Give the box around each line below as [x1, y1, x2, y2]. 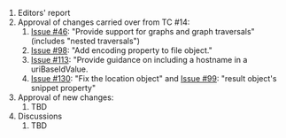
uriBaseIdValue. [30, 64, 89, 74]
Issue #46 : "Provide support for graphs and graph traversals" [30, 27, 255, 36]
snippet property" [30, 83, 96, 93]
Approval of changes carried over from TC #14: [17, 17, 190, 27]
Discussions [17, 111, 63, 121]
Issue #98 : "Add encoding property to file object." [30, 45, 213, 56]
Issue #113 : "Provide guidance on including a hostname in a [30, 55, 248, 65]
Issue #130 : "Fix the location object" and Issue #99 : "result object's [30, 73, 277, 83]
